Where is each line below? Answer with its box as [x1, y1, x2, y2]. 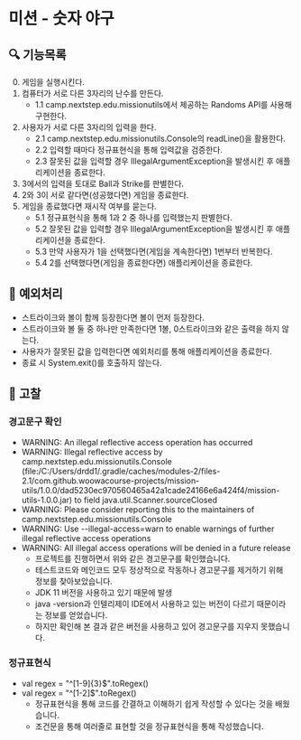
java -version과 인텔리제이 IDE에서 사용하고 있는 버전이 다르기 [34, 598, 255, 609]
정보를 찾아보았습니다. [34, 576, 114, 586]
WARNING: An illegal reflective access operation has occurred [21, 436, 253, 447]
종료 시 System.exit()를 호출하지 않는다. [21, 357, 163, 368]
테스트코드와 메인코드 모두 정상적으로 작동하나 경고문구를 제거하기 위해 [34, 564, 284, 575]
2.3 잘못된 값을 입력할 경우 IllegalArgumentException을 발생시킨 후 [34, 155, 274, 166]
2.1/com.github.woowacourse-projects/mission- [21, 475, 200, 486]
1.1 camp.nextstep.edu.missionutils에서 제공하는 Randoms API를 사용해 [34, 99, 292, 109]
